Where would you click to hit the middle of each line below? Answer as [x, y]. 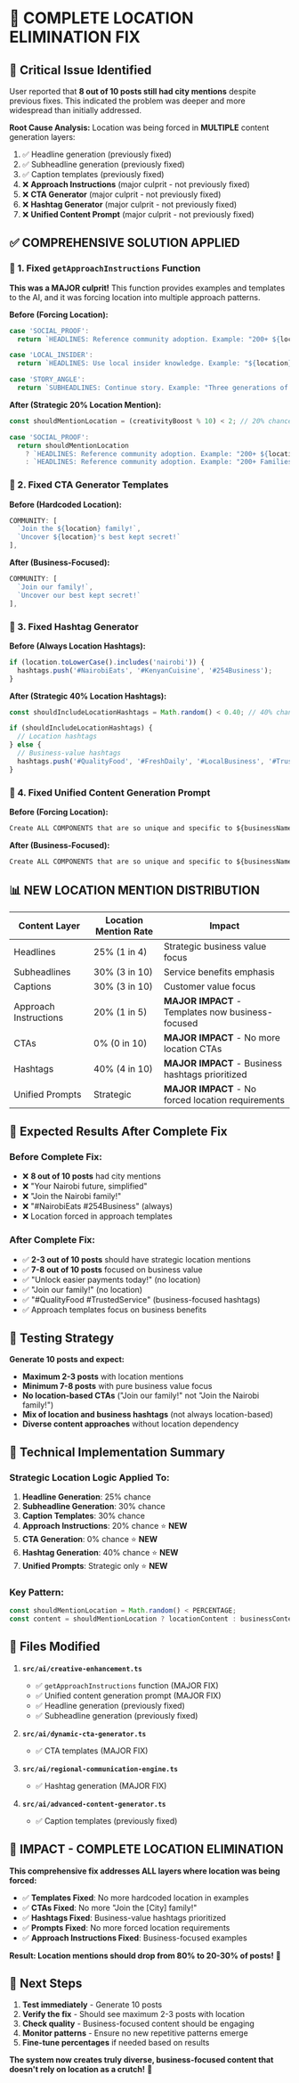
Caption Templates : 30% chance [83, 1515]
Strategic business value [215, 946]
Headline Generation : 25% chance [86, 1497]
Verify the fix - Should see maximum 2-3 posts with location [133, 2014]
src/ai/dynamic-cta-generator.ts [84, 1734]
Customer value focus [210, 986]
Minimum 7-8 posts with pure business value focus [117, 1386]
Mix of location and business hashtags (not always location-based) [148, 1415]
